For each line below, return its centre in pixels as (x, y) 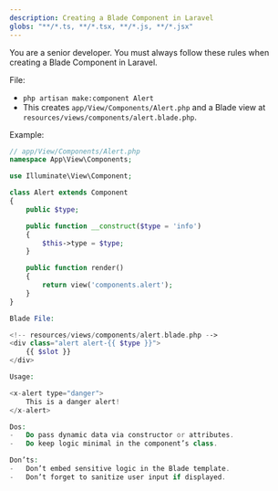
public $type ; (52, 209)
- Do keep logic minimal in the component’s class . (114, 444)
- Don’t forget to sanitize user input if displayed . (118, 477)
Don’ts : (24, 460)
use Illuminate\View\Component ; (71, 176)
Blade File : (32, 319)
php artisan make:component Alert (88, 98)
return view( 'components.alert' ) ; (108, 285)
